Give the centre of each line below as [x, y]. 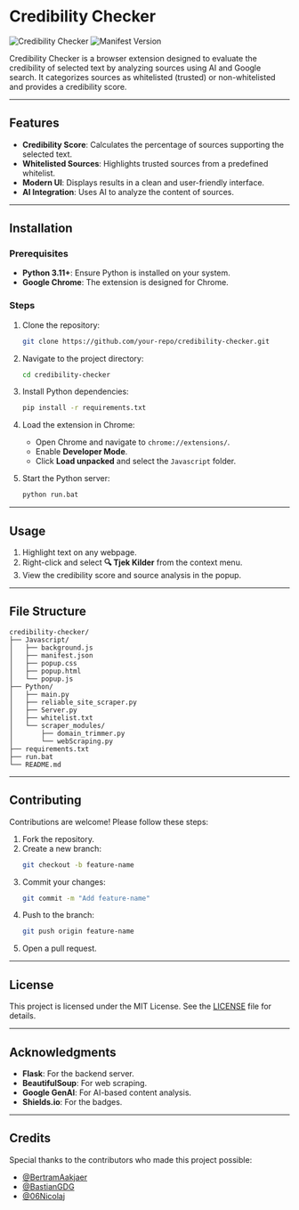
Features [34, 123]
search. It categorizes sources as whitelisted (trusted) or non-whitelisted [142, 77]
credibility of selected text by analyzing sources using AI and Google [135, 68]
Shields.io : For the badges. [72, 1101]
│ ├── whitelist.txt [51, 718]
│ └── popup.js [41, 679]
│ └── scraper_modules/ [57, 725]
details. [23, 1016]
